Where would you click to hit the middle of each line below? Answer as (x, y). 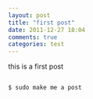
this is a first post (36, 66)
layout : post (29, 15)
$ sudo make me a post (45, 88)
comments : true (33, 37)
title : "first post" (42, 23)
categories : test (36, 44)
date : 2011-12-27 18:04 (47, 30)
